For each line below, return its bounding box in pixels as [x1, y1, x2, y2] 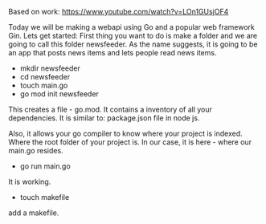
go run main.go [19, 161, 71, 171]
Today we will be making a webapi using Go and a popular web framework [8, 22, 256, 31]
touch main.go [19, 80, 68, 90]
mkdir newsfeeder [19, 63, 80, 73]
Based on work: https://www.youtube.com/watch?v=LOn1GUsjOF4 [8, 7, 229, 16]
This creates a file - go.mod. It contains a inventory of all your [8, 104, 213, 114]
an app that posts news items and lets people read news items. [8, 48, 217, 57]
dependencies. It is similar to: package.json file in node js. [8, 113, 200, 123]
